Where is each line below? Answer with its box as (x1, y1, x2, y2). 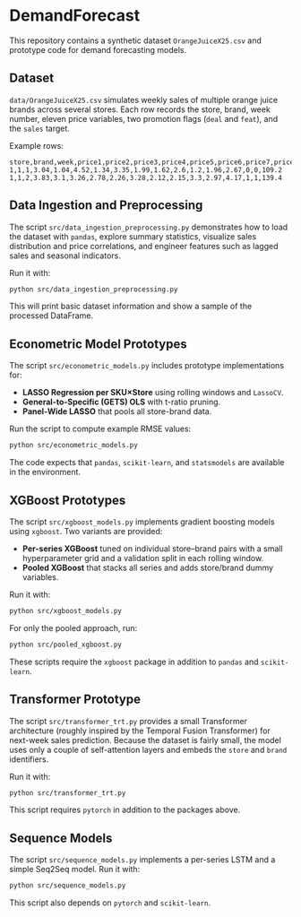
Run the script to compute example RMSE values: (9, 423, 192, 435)
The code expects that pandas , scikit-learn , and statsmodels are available (9, 457, 285, 468)
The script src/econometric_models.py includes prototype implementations (9, 360, 285, 371)
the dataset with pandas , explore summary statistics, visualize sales (9, 230, 257, 242)
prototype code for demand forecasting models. (9, 44, 187, 55)
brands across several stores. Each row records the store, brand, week (9, 104, 271, 115)
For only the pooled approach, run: (9, 622, 138, 633)
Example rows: (9, 140, 64, 151)
